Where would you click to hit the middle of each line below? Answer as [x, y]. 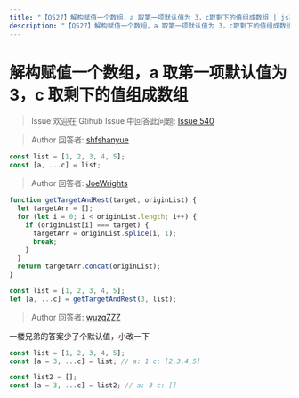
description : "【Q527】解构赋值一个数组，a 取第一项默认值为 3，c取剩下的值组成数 [148, 26]
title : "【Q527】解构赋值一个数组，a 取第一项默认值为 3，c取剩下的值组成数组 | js [149, 17]
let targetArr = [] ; [55, 209]
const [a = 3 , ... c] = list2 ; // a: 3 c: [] [93, 386]
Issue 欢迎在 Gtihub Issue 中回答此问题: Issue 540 [123, 121]
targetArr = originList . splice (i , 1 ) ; [105, 233]
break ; [45, 241]
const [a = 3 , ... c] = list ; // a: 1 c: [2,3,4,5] [105, 361]
